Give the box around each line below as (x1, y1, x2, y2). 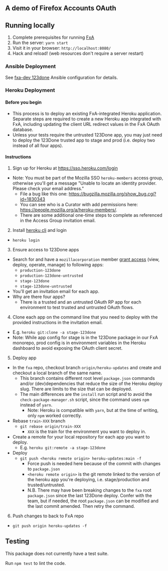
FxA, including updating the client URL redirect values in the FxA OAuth (12, 121, 160, 127)
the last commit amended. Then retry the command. (27, 503, 135, 509)
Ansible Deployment (5, 63, 56, 70)
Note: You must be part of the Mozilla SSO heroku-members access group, (12, 175, 163, 181)
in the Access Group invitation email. (20, 217, 96, 223)
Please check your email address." (12, 185, 84, 191)
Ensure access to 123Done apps (12, 246, 79, 252)
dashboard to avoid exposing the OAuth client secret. (12, 345, 123, 351)
